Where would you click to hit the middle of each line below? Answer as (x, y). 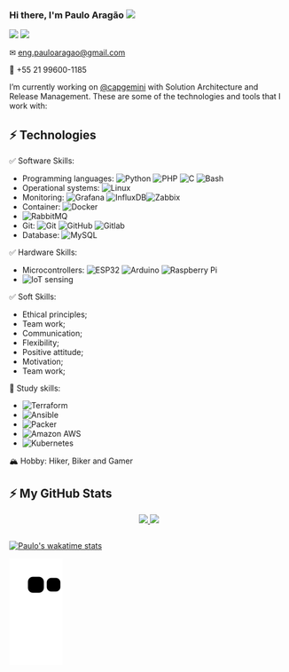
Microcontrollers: (53, 270)
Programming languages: (68, 178)
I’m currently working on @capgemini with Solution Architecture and (134, 87)
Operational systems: (61, 188)
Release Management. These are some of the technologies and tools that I (145, 97)
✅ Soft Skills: (33, 296)
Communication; (52, 334)
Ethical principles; (55, 314)
